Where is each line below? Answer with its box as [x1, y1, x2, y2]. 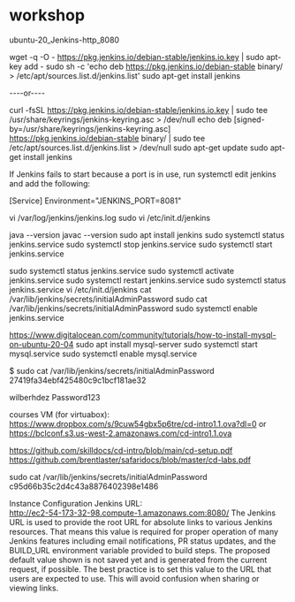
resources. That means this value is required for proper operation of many [9, 526, 279, 537]
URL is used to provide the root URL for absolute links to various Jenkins [9, 516, 273, 527]
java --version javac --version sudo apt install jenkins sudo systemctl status [9, 229, 285, 240]
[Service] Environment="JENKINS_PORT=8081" [9, 195, 182, 206]
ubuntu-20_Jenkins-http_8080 [9, 34, 120, 45]
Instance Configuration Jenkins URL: [9, 498, 143, 508]
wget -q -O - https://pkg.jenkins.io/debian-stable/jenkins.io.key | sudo [9, 51, 265, 62]
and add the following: [9, 178, 91, 188]
